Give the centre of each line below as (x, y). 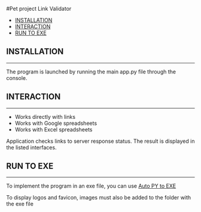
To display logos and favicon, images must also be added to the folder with (99, 198)
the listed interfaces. (31, 147)
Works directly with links (45, 116)
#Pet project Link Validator (39, 9)
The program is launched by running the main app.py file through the (91, 72)
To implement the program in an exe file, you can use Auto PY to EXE (91, 186)
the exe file (20, 204)
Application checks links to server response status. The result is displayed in (100, 141)
